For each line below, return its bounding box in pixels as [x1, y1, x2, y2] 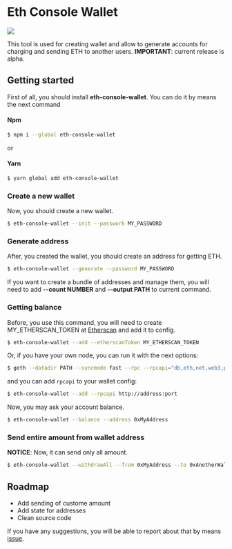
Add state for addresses [17, 506, 86, 515]
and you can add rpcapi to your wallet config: [7, 377, 137, 386]
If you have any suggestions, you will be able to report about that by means [7, 527, 222, 535]
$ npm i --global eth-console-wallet [7, 131, 116, 138]
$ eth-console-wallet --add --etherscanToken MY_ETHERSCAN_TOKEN [7, 339, 199, 346]
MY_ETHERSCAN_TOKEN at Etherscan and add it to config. [7, 326, 176, 334]
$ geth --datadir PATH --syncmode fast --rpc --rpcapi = [7, 365, 171, 372]
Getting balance [7, 303, 62, 312]
